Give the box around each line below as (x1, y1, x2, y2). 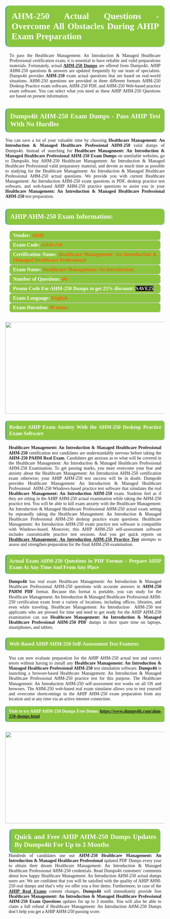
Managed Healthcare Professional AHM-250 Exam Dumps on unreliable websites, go (5, 153, 165, 158)
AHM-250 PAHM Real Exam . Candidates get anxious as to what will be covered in (8, 455, 162, 461)
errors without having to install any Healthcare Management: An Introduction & (8, 661, 162, 666)
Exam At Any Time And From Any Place (9, 564, 99, 571)
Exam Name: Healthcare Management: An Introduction (13, 266, 134, 272)
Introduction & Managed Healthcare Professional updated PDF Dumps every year (8, 858, 162, 863)
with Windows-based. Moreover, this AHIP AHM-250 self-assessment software (8, 527, 162, 532)
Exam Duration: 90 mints (13, 304, 68, 310)
